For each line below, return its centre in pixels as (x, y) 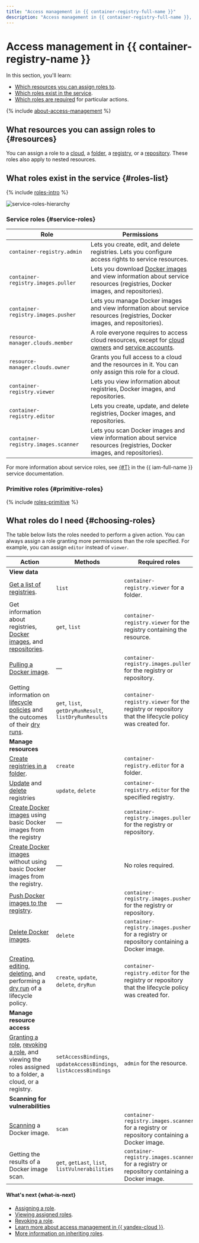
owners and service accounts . (133, 347)
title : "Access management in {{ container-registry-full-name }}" (91, 12)
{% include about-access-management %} (59, 111)
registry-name (42, 59)
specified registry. (149, 797)
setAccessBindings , (83, 1057)
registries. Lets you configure (131, 252)
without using (28, 862)
